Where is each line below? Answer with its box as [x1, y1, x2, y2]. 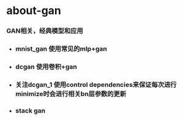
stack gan [15, 106, 46, 115]
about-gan [6, 4, 61, 18]
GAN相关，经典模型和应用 [6, 27, 84, 35]
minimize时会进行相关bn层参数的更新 [15, 89, 127, 98]
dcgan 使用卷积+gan [15, 62, 78, 71]
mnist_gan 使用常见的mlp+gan [15, 45, 107, 53]
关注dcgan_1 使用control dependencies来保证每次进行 [15, 80, 177, 89]
